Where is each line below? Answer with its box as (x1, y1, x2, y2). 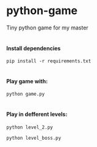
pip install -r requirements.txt (6, 58, 92, 64)
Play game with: (6, 77, 48, 85)
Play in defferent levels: (6, 110, 68, 118)
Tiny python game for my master (6, 24, 88, 31)
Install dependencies (6, 44, 61, 52)
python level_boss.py (6, 135, 62, 141)
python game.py (6, 91, 45, 97)
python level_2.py (6, 124, 53, 130)
